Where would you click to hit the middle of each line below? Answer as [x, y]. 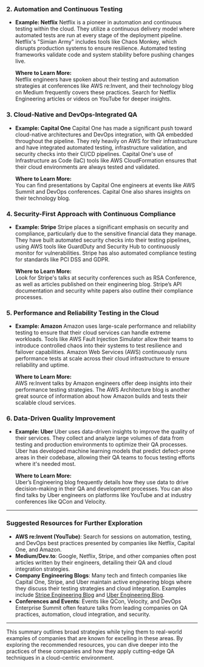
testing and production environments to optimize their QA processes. [101, 445]
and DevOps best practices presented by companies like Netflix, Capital [105, 543]
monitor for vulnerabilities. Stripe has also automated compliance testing [106, 253]
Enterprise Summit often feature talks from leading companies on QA [101, 607]
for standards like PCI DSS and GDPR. [63, 259]
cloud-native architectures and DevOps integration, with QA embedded [104, 134]
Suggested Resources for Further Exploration [74, 523]
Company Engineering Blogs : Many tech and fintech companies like [101, 575]
